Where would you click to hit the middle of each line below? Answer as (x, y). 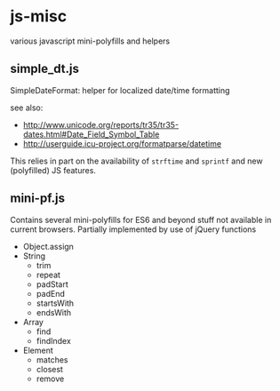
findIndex (54, 340)
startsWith (55, 303)
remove (50, 379)
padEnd (50, 293)
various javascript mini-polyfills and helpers (90, 41)
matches (52, 359)
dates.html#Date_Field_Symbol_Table (91, 134)
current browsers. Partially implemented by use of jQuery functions (133, 229)
